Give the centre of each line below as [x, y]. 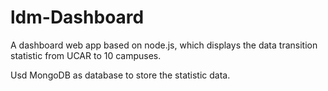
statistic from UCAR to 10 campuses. [86, 55]
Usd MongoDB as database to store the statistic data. [120, 75]
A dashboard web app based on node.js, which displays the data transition [164, 45]
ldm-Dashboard [77, 17]
